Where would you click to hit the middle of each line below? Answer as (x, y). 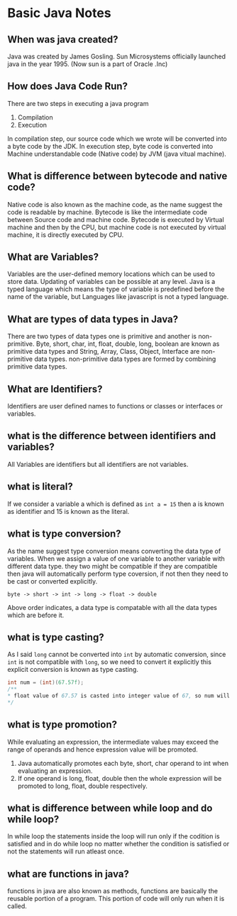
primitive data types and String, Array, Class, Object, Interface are (104, 352)
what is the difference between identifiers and (112, 436)
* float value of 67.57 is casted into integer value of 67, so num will (119, 696)
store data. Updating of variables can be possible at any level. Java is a (111, 282)
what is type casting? (56, 637)
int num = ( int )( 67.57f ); (45, 683)
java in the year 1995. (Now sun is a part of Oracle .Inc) (88, 64)
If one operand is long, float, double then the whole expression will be (120, 778)
